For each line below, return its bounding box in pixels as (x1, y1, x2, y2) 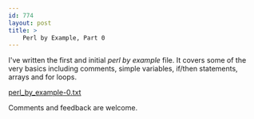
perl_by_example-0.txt (8, 88, 81, 98)
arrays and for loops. (8, 72, 77, 82)
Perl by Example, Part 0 (22, 33, 105, 42)
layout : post (8, 19, 52, 27)
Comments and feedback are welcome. (8, 103, 138, 113)
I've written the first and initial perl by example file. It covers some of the (8, 56, 247, 65)
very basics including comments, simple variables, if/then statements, (8, 64, 238, 74)
